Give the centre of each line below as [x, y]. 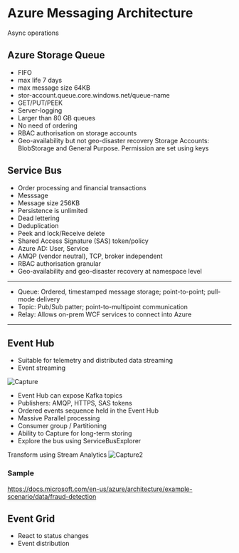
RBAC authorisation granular [59, 263]
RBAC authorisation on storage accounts [77, 133]
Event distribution [43, 544]
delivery [48, 299]
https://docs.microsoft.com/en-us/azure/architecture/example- [100, 489]
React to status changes [53, 536]
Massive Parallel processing [59, 418]
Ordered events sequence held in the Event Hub [88, 410]
